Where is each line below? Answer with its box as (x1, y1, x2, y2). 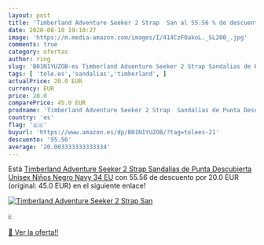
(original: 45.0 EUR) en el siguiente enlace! (8, 181, 146, 191)
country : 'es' (8, 114, 55, 122)
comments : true (8, 41, 58, 49)
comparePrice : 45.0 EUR (8, 99, 86, 107)
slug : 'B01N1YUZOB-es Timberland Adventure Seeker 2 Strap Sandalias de (8, 63, 251, 71)
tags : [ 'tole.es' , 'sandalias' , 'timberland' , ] (8, 70, 167, 78)
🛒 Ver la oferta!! (8, 228, 59, 237)
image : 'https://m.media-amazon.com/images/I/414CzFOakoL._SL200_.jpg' (8, 33, 247, 42)
